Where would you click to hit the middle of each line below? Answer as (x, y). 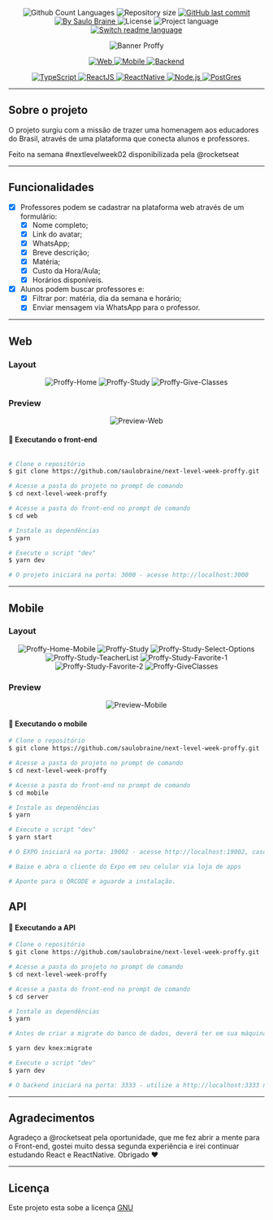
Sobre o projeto (48, 110)
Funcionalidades (52, 187)
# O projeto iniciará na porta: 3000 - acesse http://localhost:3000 (129, 575)
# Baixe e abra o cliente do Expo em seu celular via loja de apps (125, 866)
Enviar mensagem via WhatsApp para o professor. (116, 307)
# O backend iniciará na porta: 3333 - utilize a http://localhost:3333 (134, 1085)
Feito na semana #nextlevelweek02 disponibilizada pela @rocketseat (124, 154)
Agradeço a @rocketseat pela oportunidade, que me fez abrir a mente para (134, 1138)
